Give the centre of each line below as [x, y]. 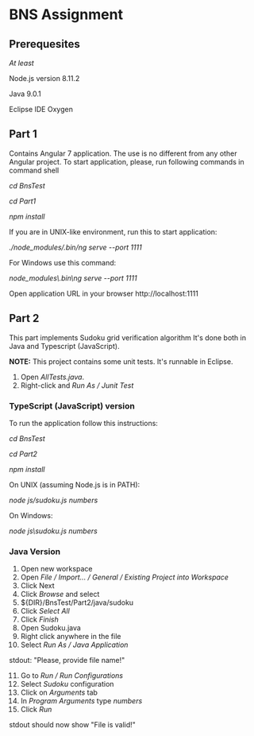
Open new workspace [56, 569]
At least [21, 63]
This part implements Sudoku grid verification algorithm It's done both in [128, 337]
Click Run [36, 710]
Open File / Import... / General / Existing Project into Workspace [125, 577]
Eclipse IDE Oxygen [41, 109]
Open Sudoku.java [51, 628]
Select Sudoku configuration [67, 684]
